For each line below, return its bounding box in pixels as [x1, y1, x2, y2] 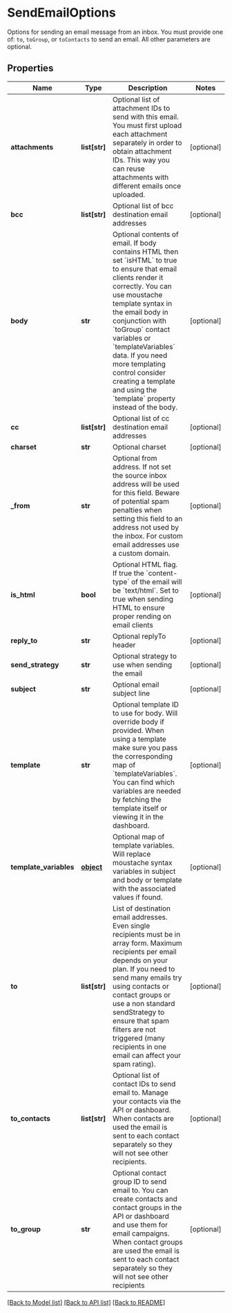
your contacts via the [113, 1096, 181, 1106]
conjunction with [113, 316, 167, 326]
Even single [113, 921, 151, 931]
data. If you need [113, 351, 168, 360]
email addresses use [113, 539, 180, 549]
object [80, 862, 103, 872]
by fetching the [113, 794, 162, 804]
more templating [113, 359, 166, 369]
